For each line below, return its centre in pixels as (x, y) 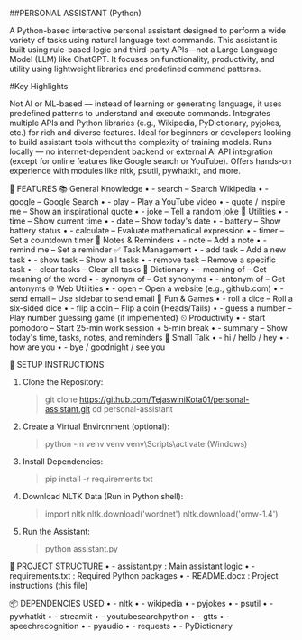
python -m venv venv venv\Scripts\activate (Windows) (146, 444)
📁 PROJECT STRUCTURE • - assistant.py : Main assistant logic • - (132, 566)
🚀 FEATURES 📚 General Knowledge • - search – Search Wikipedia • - (139, 189)
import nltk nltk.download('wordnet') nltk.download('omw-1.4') (161, 514)
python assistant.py (82, 549)
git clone (61, 399)
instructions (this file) (49, 585)
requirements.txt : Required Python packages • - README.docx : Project (144, 576)
